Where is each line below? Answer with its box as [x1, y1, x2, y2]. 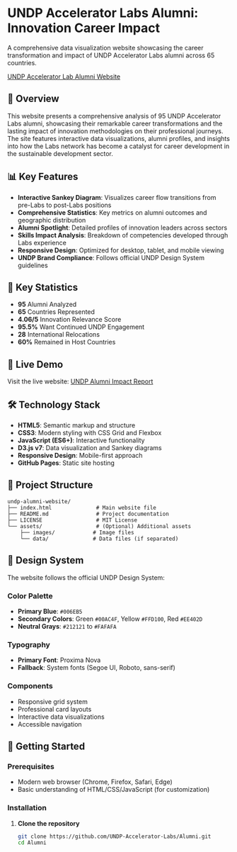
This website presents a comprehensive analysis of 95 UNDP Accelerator [7, 111, 221, 120]
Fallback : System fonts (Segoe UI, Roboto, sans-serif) [17, 663, 175, 672]
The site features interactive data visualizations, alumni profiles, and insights [7, 134, 230, 142]
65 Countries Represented [17, 308, 96, 316]
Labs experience [17, 238, 67, 247]
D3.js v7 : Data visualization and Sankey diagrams [17, 444, 162, 452]
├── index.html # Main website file [7, 504, 157, 511]
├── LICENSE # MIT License [7, 516, 138, 524]
